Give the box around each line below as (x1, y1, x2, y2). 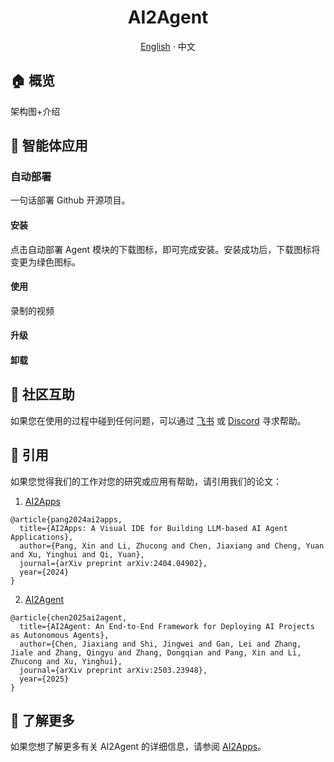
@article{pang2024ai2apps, (10, 514, 123, 525)
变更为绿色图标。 (10, 256, 81, 268)
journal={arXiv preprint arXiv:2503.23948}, (19, 665, 208, 675)
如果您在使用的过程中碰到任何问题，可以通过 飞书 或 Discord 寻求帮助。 (10, 414, 307, 426)
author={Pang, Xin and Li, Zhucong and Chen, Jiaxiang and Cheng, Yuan (19, 541, 325, 551)
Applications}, (10, 532, 74, 542)
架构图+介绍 (10, 105, 61, 117)
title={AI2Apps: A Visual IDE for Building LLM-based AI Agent (19, 523, 288, 533)
